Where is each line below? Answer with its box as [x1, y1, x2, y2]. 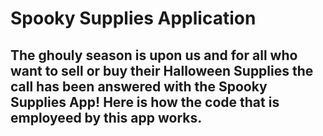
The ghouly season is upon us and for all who [10, 47, 298, 64]
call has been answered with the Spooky [10, 78, 268, 95]
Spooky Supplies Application [10, 7, 257, 30]
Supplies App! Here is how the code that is [10, 93, 280, 111]
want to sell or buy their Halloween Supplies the [10, 62, 314, 79]
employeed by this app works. [10, 109, 203, 126]
